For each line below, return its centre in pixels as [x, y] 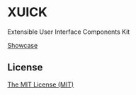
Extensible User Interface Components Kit [69, 32]
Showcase [23, 45]
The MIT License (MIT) [41, 84]
